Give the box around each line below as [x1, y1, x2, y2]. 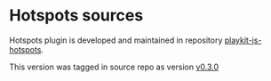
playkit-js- [224, 35, 262, 45]
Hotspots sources [9, 5, 144, 26]
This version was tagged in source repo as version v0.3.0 [9, 61, 219, 72]
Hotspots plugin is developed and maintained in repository [9, 35, 223, 45]
